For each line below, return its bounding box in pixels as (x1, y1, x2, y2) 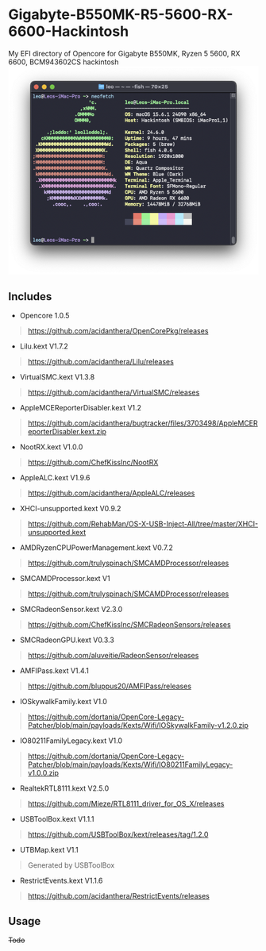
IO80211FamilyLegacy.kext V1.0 (19, 736, 123, 745)
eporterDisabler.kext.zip (27, 427, 107, 437)
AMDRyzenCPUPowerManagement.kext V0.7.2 (19, 543, 173, 553)
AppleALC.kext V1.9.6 (19, 473, 91, 483)
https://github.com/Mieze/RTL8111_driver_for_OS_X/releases (27, 799, 225, 809)
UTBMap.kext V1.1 (19, 845, 79, 855)
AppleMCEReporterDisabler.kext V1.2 (19, 403, 141, 413)
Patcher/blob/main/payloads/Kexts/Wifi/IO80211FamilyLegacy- (27, 760, 233, 769)
